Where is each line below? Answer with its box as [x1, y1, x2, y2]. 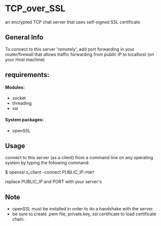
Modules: [5, 84, 25, 90]
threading [12, 101, 32, 106]
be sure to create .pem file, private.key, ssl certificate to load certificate [12, 211, 157, 217]
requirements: [5, 71, 50, 79]
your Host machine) [5, 57, 45, 62]
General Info [5, 33, 44, 41]
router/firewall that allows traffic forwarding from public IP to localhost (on [5, 51, 154, 57]
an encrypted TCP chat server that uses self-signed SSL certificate [5, 19, 140, 25]
